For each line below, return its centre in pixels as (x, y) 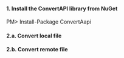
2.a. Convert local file (34, 36)
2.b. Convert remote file (37, 50)
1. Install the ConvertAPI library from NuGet (62, 8)
